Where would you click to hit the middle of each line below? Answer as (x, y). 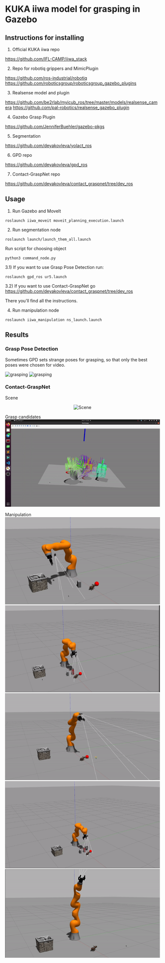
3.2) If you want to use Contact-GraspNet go (50, 286)
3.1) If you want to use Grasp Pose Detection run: (55, 267)
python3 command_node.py (30, 258)
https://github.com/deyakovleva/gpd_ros (46, 165)
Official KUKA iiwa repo (36, 49)
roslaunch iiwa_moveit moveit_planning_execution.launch (65, 220)
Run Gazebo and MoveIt (37, 211)
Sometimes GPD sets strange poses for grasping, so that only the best (76, 359)
